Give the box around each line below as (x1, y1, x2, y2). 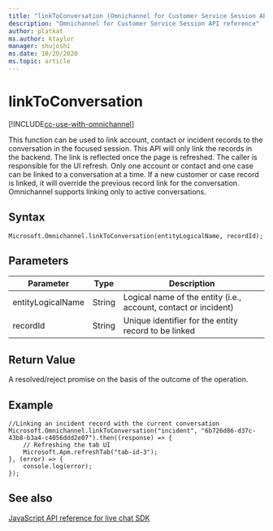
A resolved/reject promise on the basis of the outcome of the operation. (8, 375, 249, 385)
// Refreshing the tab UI (23, 441, 111, 450)
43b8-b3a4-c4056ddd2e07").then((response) (8, 434, 154, 442)
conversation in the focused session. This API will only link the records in (8, 143, 253, 153)
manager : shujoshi (8, 42, 71, 50)
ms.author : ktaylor (8, 34, 75, 43)
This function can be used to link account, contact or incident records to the (8, 135, 263, 145)
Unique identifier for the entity (123, 315, 238, 326)
